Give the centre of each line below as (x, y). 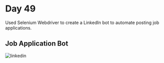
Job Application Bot (37, 44)
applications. (18, 27)
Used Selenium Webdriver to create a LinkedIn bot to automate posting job (82, 22)
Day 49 (21, 9)
